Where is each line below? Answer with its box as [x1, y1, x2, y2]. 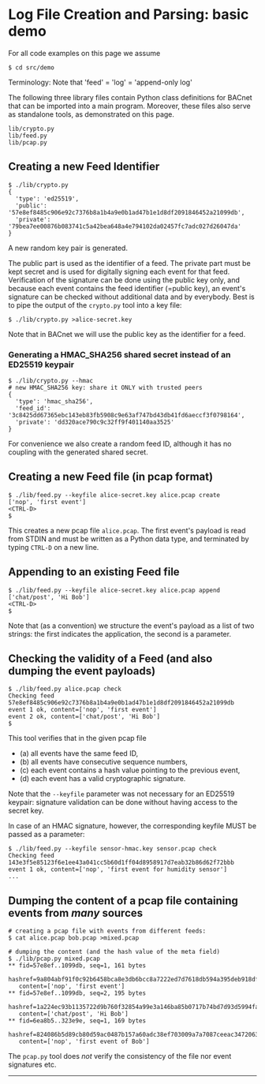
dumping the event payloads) [8, 664, 156, 678]
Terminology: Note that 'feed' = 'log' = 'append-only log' [8, 77, 193, 87]
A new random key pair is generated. [8, 243, 129, 252]
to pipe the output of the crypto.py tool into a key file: [8, 300, 182, 309]
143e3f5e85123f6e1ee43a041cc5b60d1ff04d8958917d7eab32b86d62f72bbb [8, 858, 235, 867]
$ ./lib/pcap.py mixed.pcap [8, 955, 101, 963]
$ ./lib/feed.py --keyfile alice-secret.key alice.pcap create [8, 491, 221, 499]
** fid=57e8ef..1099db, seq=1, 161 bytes [8, 962, 147, 970]
